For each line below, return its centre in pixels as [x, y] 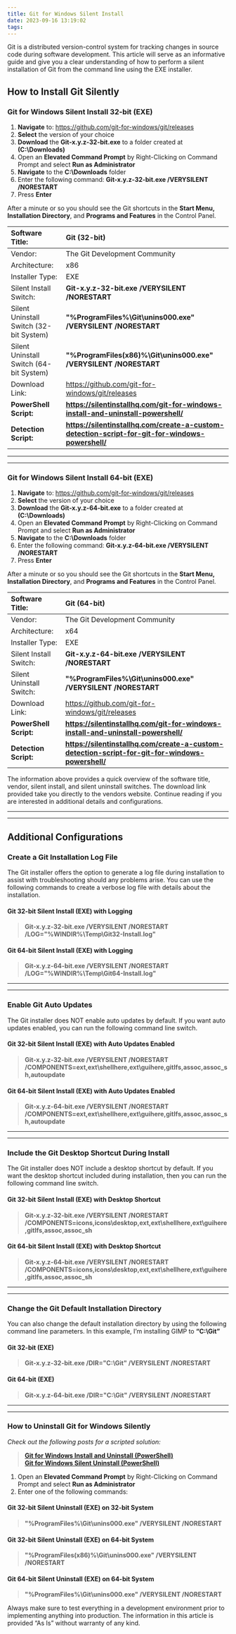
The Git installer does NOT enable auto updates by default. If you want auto [117, 1020]
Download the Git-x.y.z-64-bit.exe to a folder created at [100, 508]
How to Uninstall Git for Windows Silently [79, 1427]
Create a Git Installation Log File [63, 857]
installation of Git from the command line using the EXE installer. [100, 69]
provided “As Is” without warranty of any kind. [74, 1623]
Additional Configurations [65, 837]
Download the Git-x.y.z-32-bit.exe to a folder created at [100, 142]
